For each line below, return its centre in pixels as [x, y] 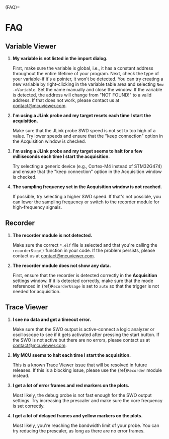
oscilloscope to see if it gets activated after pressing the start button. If [86, 335]
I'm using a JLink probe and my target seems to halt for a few [77, 151]
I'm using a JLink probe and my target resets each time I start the [82, 115]
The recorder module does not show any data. [62, 265]
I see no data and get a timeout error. [52, 319]
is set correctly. [28, 406]
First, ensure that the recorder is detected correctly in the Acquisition [85, 275]
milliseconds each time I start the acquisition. [61, 156]
